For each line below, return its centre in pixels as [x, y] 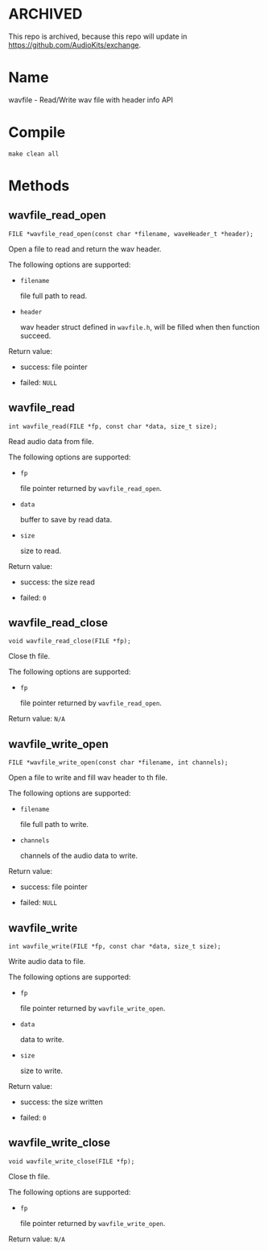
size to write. [41, 1071]
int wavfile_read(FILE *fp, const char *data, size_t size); [113, 426]
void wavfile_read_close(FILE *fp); [70, 642]
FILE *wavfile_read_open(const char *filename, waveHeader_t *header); [131, 234]
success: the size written [61, 1102]
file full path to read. [53, 296]
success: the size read [57, 582]
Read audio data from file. [51, 441]
